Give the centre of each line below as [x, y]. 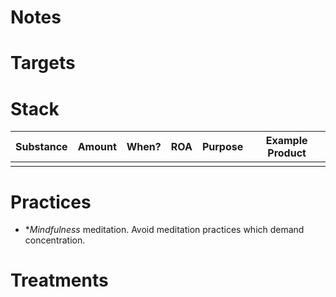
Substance [41, 147]
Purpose [222, 147]
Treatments [59, 280]
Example [286, 141]
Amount [97, 147]
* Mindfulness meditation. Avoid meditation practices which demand [164, 230]
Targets [43, 63]
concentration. [55, 240]
